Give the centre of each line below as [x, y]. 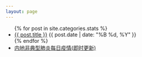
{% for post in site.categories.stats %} [61, 28]
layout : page [22, 11]
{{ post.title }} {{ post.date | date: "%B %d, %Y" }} [75, 34]
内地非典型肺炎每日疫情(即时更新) [55, 48]
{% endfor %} [31, 41]
